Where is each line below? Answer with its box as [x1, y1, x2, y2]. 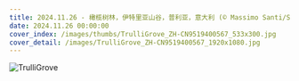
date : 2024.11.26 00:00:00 [9, 21, 109, 30]
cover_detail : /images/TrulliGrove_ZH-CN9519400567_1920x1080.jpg [9, 37, 261, 47]
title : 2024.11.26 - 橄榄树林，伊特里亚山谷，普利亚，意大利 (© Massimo [9, 12, 259, 22]
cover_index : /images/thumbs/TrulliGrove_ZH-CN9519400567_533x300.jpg [9, 29, 277, 38]
